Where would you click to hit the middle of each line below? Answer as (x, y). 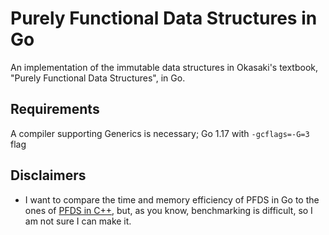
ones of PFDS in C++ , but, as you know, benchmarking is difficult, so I (168, 210)
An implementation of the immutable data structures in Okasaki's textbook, (164, 67)
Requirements (55, 109)
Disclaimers (48, 175)
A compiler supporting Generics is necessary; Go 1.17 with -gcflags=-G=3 (160, 133)
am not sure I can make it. (78, 221)
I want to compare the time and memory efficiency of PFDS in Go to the (172, 199)
